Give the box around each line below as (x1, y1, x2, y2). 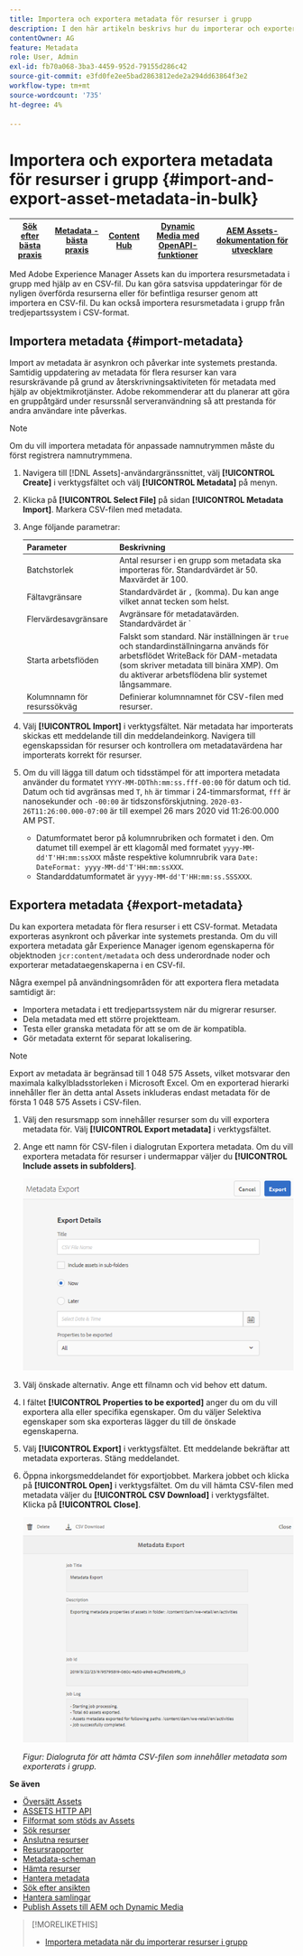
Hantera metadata (22, 1872, 90, 1883)
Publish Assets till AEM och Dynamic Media (22, 1901, 184, 1912)
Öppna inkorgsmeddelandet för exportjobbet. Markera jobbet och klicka (22, 1470, 290, 1481)
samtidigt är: (9, 987, 56, 998)
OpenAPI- (158, 239, 198, 250)
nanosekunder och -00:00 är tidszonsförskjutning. (22, 796, 209, 807)
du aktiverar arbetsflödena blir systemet (118, 669, 268, 680)
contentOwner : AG (9, 33, 75, 42)
